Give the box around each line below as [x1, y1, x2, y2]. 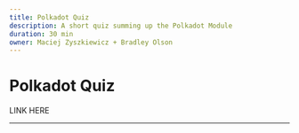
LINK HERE [9, 106, 50, 116]
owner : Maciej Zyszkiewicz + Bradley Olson [9, 37, 174, 47]
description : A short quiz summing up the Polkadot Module [9, 21, 233, 30]
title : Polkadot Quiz [9, 12, 90, 22]
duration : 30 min [9, 29, 74, 38]
